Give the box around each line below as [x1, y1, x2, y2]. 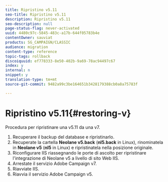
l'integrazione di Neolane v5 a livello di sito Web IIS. [12, 155, 119, 161]
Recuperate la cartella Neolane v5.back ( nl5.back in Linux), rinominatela [12, 139, 163, 145]
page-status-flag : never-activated [5, 26, 80, 31]
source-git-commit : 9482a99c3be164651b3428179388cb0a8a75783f [5, 81, 138, 86]
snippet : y [5, 72, 28, 77]
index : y [5, 63, 24, 68]
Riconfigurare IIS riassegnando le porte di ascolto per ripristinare [12, 149, 146, 155]
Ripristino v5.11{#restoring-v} [5, 107, 131, 119]
